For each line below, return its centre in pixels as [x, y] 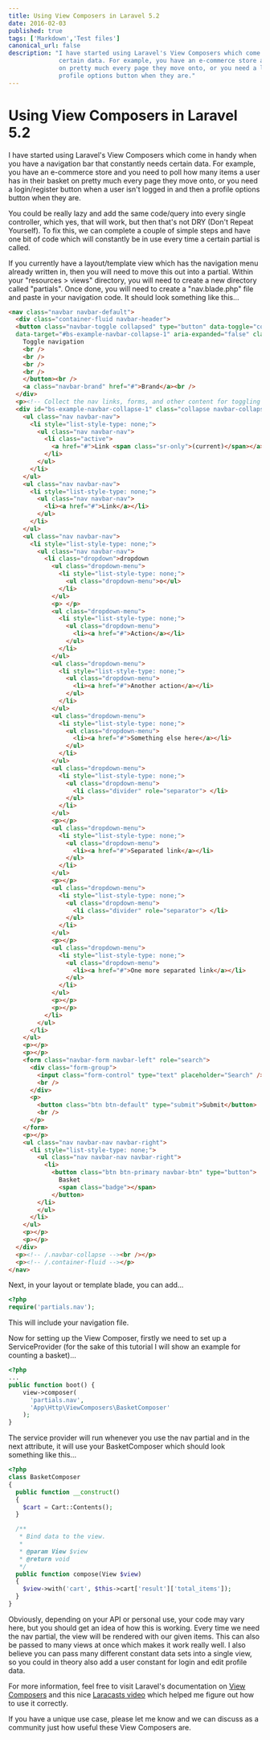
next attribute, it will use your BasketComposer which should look [117, 1446]
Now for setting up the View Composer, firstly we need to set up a [118, 1338]
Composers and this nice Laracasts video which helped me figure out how [131, 1694]
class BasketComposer [45, 1478]
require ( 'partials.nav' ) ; [51, 1307]
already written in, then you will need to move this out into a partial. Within [131, 271]
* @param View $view [53, 1551]
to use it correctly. [38, 1703]
